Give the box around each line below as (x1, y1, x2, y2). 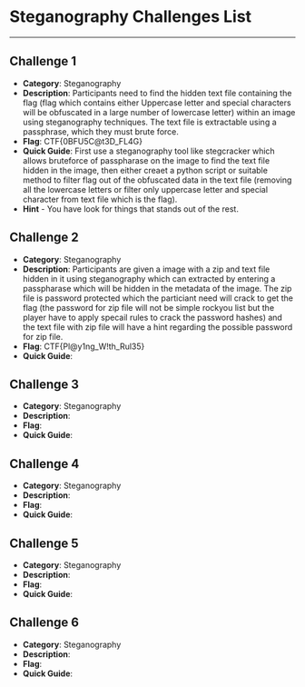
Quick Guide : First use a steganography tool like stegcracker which (22, 145, 275, 156)
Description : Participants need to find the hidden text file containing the (22, 87, 292, 98)
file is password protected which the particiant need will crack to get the (22, 293, 293, 304)
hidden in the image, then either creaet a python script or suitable (22, 164, 268, 175)
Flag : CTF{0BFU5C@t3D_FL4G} (22, 135, 143, 146)
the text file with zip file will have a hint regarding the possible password (22, 321, 293, 333)
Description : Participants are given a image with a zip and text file (22, 264, 271, 274)
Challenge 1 (9, 54, 77, 69)
